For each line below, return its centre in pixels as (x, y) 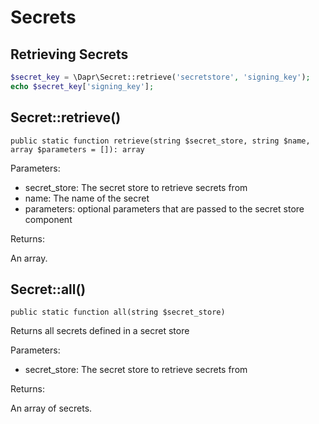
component (48, 219)
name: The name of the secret (87, 198)
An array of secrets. (51, 408)
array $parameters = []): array (77, 149)
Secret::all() (48, 289)
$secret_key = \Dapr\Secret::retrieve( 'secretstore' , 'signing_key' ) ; (160, 77)
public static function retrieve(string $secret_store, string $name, (160, 141)
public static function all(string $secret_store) (118, 312)
